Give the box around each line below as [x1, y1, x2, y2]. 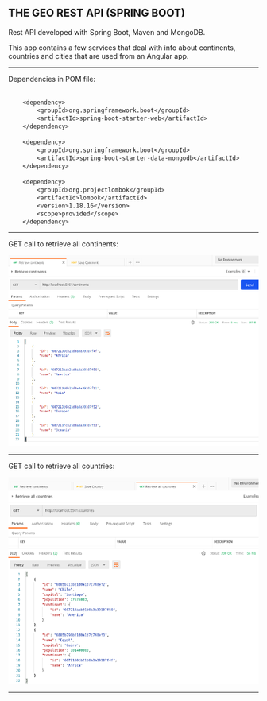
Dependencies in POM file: [8, 74, 96, 83]
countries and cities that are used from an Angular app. [8, 51, 189, 60]
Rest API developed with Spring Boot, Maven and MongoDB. [8, 27, 206, 37]
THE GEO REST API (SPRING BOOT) [8, 6, 185, 20]
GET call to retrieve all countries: [8, 461, 115, 471]
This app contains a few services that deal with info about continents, [8, 43, 236, 52]
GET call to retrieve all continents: [8, 238, 119, 249]
